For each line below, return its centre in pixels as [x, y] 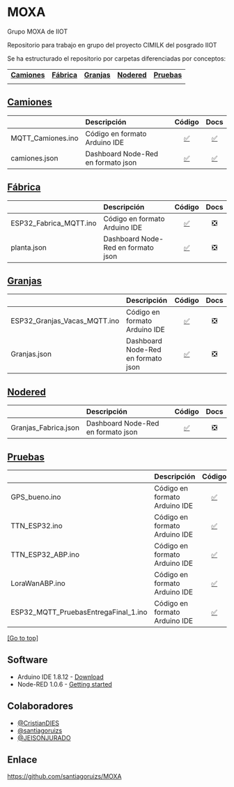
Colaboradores [40, 706]
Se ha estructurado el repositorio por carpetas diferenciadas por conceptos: [117, 58]
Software [28, 660]
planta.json [29, 247]
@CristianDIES [38, 723]
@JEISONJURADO [44, 737]
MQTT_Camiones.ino [45, 138]
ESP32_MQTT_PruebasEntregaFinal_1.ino [79, 612]
